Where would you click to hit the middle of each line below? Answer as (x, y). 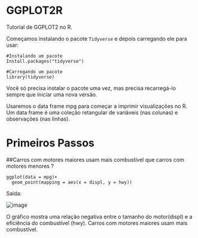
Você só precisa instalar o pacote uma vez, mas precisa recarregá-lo (91, 88)
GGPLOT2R (34, 10)
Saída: (14, 193)
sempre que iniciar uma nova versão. (52, 94)
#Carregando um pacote (34, 72)
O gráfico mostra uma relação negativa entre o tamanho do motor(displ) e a (99, 216)
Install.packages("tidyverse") (45, 61)
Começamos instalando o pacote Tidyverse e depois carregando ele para (97, 38)
